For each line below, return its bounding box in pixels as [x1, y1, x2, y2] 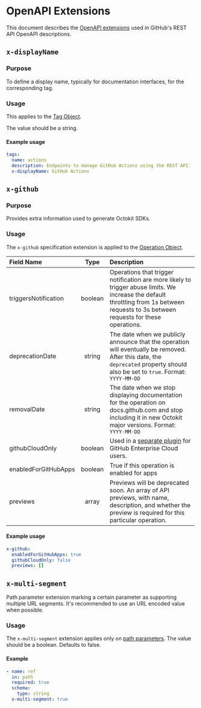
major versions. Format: [109, 421, 176, 429]
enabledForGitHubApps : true [11, 552, 82, 558]
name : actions [11, 157, 47, 163]
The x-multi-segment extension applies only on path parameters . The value [6, 635, 191, 642]
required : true [11, 679, 50, 686]
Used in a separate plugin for [109, 436, 191, 445]
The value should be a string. [6, 124, 78, 131]
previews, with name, [109, 493, 169, 502]
